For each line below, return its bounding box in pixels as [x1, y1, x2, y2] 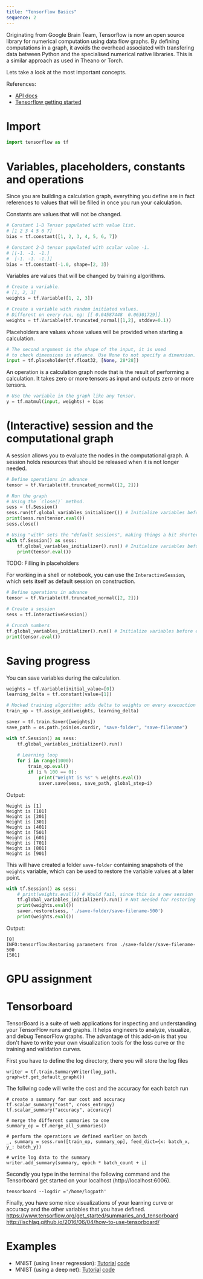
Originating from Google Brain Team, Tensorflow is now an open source [6, 31, 185, 38]
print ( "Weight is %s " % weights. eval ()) [38, 775, 142, 781]
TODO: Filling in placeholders [6, 559, 79, 567]
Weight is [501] [6, 829, 47, 836]
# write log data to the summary [6, 1155, 91, 1161]
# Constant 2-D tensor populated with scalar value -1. [6, 244, 150, 251]
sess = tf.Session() [6, 504, 59, 511]
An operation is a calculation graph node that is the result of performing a [6, 369, 189, 376]
